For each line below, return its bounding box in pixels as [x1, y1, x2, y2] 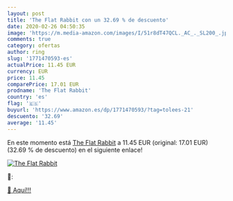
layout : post [7, 10, 45, 17]
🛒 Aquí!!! [7, 186, 32, 194]
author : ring [7, 49, 45, 56]
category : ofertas [7, 42, 60, 49]
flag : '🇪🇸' [7, 100, 42, 107]
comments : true [7, 36, 51, 43]
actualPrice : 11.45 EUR [7, 61, 76, 68]
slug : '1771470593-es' [7, 55, 73, 62]
